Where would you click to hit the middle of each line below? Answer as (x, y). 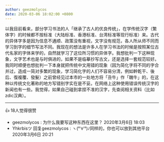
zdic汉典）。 (17, 95)
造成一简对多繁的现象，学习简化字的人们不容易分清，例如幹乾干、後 (86, 71)
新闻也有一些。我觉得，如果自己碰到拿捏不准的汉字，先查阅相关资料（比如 (80, 89)
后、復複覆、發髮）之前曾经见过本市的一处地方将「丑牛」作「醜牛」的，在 (80, 77)
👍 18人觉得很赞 (21, 110)
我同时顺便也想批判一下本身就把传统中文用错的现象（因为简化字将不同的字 (80, 65)
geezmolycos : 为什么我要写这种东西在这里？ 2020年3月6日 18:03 (78, 122)
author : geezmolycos (26, 9)
